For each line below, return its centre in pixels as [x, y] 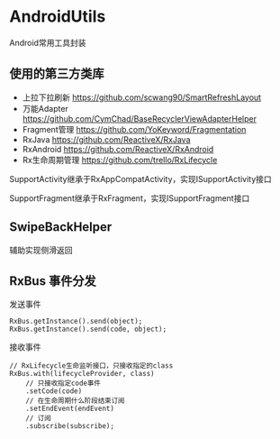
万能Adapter [45, 108]
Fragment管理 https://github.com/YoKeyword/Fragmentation [134, 129]
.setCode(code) [54, 391]
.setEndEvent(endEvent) [70, 409]
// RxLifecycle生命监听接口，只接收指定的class [91, 366]
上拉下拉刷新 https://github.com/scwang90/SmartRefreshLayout [142, 97]
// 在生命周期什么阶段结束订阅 [75, 401]
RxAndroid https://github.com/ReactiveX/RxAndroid [118, 149]
